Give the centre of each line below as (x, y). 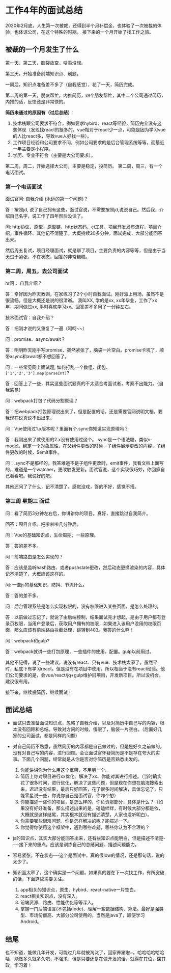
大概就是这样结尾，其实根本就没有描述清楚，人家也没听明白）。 (86, 815)
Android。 (31, 922)
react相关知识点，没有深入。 (50, 896)
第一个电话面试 (24, 186)
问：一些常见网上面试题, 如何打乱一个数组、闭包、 (58, 367)
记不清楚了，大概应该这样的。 (36, 574)
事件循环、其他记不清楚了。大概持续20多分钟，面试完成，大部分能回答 (88, 233)
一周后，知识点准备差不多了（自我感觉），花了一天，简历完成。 (71, 84)
